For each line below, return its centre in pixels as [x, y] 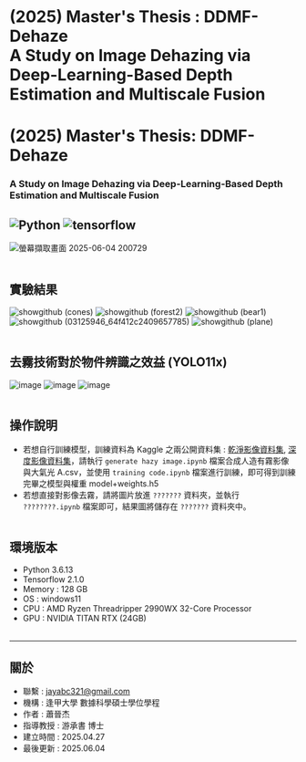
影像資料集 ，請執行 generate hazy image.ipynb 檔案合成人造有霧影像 [160, 460]
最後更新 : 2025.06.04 [64, 748]
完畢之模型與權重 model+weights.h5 [91, 483]
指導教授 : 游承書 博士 [63, 725]
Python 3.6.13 [48, 570]
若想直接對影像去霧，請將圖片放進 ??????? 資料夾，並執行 [131, 495]
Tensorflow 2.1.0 [53, 579]
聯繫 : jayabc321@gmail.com [76, 692]
